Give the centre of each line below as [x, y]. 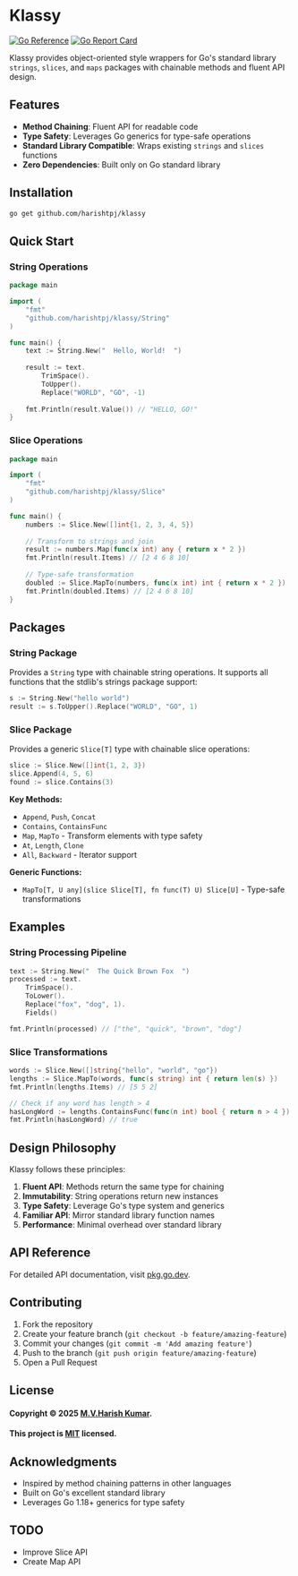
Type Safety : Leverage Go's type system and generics [123, 1206]
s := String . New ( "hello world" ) [69, 698]
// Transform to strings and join [89, 541]
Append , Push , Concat [59, 817]
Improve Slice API [55, 1552]
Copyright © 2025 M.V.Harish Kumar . [81, 1413]
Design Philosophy [63, 1148]
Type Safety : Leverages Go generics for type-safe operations [136, 136]
